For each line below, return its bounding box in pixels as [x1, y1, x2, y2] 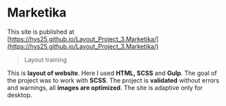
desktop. [7, 91, 32, 99]
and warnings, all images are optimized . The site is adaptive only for [7, 83, 203, 92]
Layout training [23, 55, 67, 63]
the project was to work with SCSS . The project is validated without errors [7, 76, 220, 84]
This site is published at [7, 28, 75, 36]
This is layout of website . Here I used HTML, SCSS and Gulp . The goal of [7, 69, 218, 77]
